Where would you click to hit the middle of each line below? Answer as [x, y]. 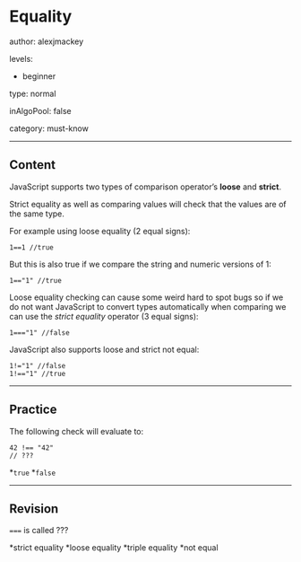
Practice [33, 410]
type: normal [33, 93]
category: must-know [49, 128]
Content [33, 165]
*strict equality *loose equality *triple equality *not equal [114, 548]
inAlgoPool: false [40, 110]
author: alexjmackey [47, 41]
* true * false [33, 472]
